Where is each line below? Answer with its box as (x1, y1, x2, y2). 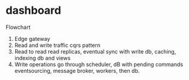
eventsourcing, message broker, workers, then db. (14, 67, 140, 74)
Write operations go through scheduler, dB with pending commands (14, 61, 184, 68)
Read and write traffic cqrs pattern (14, 42, 101, 49)
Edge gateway (14, 35, 51, 42)
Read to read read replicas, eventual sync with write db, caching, (14, 48, 176, 55)
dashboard (5, 4, 62, 17)
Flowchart (5, 23, 31, 31)
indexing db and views (14, 54, 71, 61)
